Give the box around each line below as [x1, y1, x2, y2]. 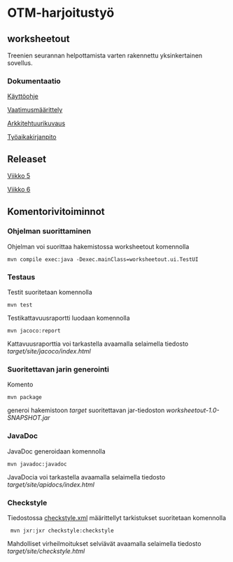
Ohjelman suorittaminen [7, 226, 92, 236]
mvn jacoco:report [7, 328, 61, 335]
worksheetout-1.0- [166, 406, 220, 414]
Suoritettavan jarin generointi [7, 365, 110, 374]
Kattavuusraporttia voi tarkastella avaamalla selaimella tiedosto [7, 339, 189, 348]
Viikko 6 [7, 185, 31, 194]
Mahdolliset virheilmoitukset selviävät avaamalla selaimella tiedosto [7, 539, 202, 547]
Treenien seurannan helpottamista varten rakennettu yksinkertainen [7, 51, 203, 59]
